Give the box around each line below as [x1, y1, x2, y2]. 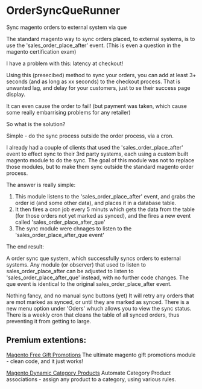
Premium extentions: [6, 335, 86, 346]
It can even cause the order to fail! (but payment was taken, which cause [6, 102, 188, 109]
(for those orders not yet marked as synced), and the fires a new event [14, 212, 191, 219]
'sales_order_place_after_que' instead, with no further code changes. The [6, 274, 189, 281]
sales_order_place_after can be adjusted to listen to [6, 267, 134, 274]
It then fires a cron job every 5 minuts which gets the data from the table [14, 206, 195, 213]
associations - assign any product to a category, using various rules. [6, 375, 177, 383]
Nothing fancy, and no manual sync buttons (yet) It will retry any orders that [6, 292, 194, 299]
